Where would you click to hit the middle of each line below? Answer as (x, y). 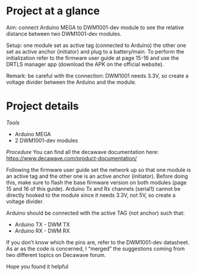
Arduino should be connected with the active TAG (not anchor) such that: (96, 213)
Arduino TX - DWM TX (42, 224)
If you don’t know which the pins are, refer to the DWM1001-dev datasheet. (98, 242)
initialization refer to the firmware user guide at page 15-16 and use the (93, 58)
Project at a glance (53, 11)
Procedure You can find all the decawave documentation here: (82, 152)
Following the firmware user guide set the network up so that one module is (99, 170)
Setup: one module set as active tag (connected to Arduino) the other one (96, 45)
